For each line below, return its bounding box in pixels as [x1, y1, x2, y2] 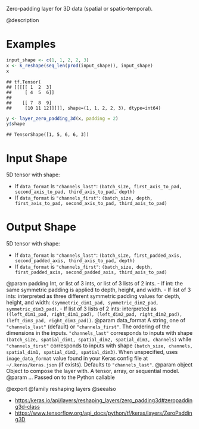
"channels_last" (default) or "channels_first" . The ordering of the [6, 323, 170, 330]
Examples [6, 38, 56, 51]
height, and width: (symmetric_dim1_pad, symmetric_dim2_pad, [6, 299, 159, 306]
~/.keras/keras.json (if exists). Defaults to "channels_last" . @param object [6, 361, 193, 368]
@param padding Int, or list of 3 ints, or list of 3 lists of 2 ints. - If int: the [6, 280, 184, 287]
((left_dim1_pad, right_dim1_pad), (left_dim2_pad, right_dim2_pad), [6, 312, 183, 318]
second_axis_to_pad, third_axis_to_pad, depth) [14, 189, 135, 195]
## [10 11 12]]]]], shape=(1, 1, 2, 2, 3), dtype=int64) [6, 105, 161, 111]
